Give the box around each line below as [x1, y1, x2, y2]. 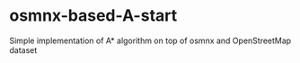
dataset [9, 44, 38, 55]
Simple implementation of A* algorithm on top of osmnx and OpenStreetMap [9, 35, 292, 46]
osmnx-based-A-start [9, 5, 178, 26]
